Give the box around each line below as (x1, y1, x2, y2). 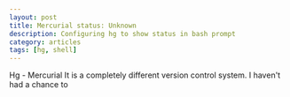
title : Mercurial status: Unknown (9, 21, 137, 30)
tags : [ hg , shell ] (9, 46, 77, 55)
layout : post (9, 12, 58, 22)
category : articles (9, 37, 82, 47)
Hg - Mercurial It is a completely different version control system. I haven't (9, 70, 281, 80)
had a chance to (9, 79, 68, 90)
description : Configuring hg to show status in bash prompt (9, 29, 237, 38)
